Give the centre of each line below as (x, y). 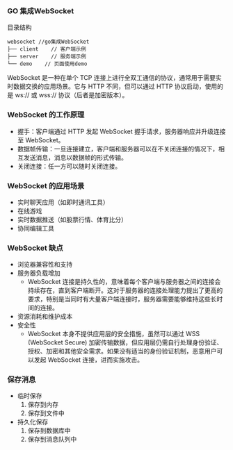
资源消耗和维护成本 (45, 317)
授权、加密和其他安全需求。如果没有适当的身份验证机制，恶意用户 (122, 351)
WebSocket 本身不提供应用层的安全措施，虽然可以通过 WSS (114, 334)
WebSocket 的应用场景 (46, 185)
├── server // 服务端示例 (47, 57)
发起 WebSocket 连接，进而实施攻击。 (89, 360)
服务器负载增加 (39, 273)
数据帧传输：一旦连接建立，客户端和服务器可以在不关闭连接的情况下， (118, 149)
